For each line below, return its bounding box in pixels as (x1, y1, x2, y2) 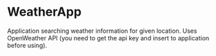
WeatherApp (7, 4, 81, 20)
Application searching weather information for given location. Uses (7, 27, 197, 35)
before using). (7, 41, 48, 49)
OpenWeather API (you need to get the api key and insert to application (7, 33, 210, 42)
